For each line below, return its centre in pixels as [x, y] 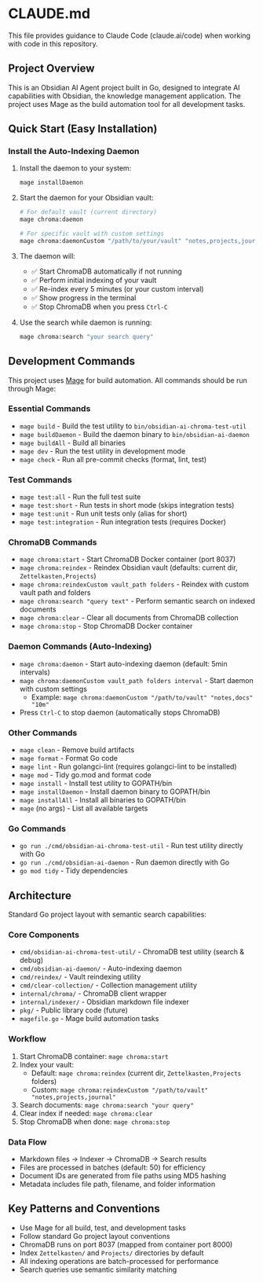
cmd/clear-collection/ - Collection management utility [108, 985]
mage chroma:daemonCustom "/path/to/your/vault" [100, 241]
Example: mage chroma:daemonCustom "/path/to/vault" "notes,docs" [142, 697]
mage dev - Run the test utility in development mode [102, 451]
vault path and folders [55, 593]
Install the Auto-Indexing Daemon [74, 152]
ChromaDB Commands [53, 542]
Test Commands [40, 479]
